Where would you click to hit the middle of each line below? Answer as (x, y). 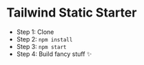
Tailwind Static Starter (72, 13)
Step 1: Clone (35, 32)
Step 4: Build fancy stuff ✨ (54, 54)
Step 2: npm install (44, 39)
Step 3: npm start (41, 46)
